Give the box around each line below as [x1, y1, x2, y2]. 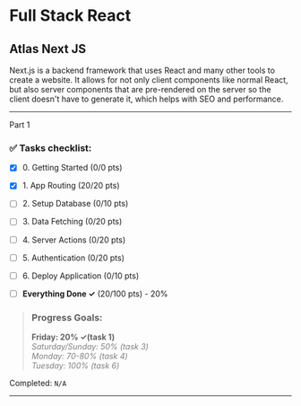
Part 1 [9, 119, 30, 130]
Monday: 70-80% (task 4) [30, 351, 128, 362]
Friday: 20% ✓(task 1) [30, 331, 116, 342]
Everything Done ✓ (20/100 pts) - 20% [21, 288, 168, 299]
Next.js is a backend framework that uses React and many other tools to [9, 65, 276, 75]
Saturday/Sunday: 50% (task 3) [30, 341, 150, 352]
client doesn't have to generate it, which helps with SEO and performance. [9, 93, 284, 104]
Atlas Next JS [9, 41, 87, 57]
